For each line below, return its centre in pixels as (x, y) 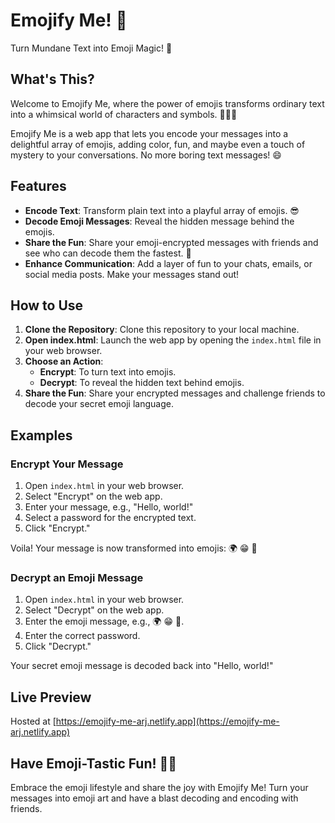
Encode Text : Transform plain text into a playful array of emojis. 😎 (162, 210)
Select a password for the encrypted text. (110, 518)
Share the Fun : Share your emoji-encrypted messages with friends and (171, 242)
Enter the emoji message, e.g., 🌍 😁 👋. (104, 621)
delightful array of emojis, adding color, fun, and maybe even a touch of (158, 144)
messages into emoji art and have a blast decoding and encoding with (154, 798)
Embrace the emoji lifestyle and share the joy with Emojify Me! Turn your (159, 787)
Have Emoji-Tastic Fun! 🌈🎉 (94, 763)
